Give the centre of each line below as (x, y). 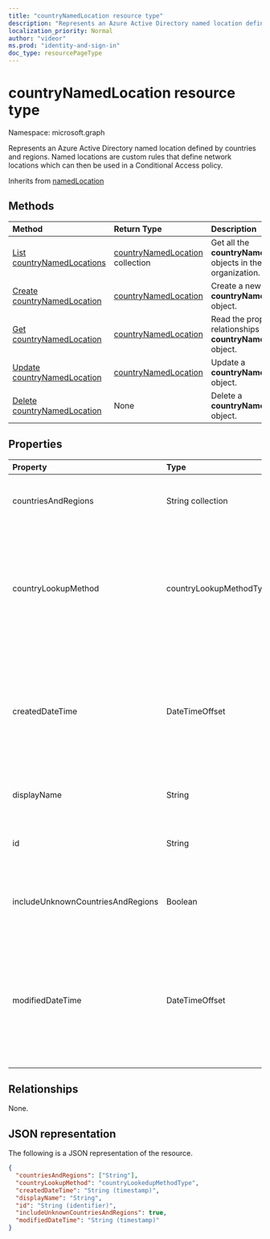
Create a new (236, 285)
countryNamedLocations (59, 263)
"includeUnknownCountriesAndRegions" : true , (91, 1213)
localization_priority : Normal (61, 31)
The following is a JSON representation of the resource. (100, 1154)
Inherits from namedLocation (56, 180)
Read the (228, 319)
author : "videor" (37, 38)
